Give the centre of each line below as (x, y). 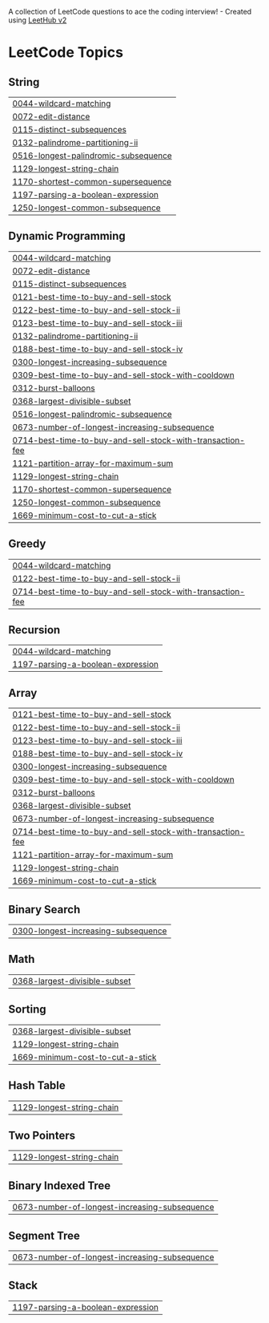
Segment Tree (44, 1235)
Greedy (27, 544)
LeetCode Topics (66, 53)
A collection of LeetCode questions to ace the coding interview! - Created (130, 12)
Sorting (27, 1009)
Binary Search (44, 909)
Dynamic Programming (67, 236)
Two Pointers (42, 1135)
